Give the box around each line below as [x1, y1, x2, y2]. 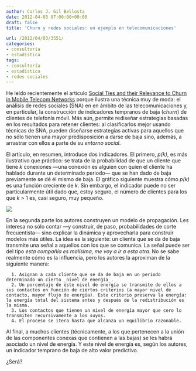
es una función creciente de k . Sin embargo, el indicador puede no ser [6, 182, 176, 189]
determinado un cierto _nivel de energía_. [6, 277, 114, 283]
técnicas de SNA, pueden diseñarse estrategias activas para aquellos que [6, 127, 184, 134]
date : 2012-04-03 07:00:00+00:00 [6, 14, 88, 20]
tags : [6, 57, 19, 63]
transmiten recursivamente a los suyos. [6, 313, 106, 319]
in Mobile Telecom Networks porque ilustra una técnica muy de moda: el [6, 96, 181, 103]
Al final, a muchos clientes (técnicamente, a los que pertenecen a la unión [6, 328, 184, 335]
